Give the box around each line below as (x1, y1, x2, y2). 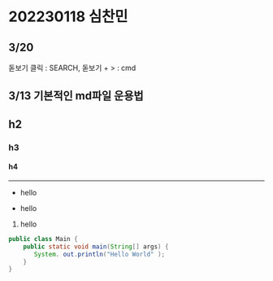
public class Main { (8, 235, 79, 243)
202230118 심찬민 (8, 7, 128, 26)
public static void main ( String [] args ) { (23, 242, 169, 251)
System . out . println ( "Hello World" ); (33, 250, 165, 258)
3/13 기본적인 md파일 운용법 (8, 89, 144, 103)
